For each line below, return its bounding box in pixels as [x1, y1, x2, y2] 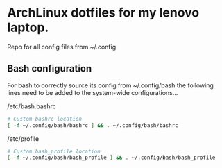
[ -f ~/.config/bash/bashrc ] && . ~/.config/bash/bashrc [7, 121, 178, 129]
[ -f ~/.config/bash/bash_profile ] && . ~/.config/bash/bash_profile [7, 154, 216, 161]
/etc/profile [7, 134, 40, 143]
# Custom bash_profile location [7, 148, 101, 155]
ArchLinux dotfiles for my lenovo [7, 5, 200, 21]
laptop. [7, 19, 49, 35]
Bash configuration [7, 62, 92, 74]
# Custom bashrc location [7, 115, 82, 122]
